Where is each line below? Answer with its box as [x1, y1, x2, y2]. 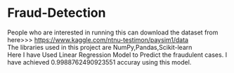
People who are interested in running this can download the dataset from [7, 28, 219, 36]
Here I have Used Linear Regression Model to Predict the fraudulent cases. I [7, 51, 227, 59]
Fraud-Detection [7, 5, 106, 21]
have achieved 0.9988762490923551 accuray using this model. [7, 58, 192, 66]
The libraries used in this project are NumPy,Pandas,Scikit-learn [7, 43, 193, 51]
